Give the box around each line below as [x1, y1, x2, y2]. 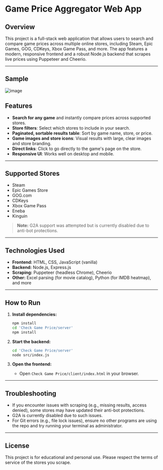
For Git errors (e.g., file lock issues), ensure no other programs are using [12, 418, 157, 423]
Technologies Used [5, 246, 65, 254]
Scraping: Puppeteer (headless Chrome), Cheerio [12, 269, 112, 275]
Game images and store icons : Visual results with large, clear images [12, 135, 151, 141]
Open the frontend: [12, 361, 52, 367]
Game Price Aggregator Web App [5, 3, 142, 15]
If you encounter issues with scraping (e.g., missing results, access [12, 402, 147, 408]
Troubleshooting [5, 389, 57, 398]
